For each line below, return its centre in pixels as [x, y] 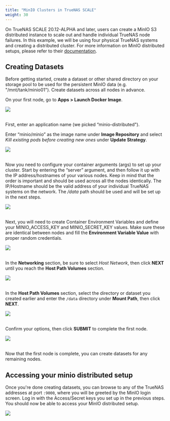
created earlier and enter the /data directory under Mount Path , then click [83, 299]
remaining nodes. [23, 359]
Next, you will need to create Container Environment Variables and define [82, 222]
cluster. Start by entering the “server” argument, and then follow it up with [82, 170]
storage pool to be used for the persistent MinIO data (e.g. [66, 85]
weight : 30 [17, 15]
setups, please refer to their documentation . [51, 51]
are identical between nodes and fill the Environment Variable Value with [82, 233]
